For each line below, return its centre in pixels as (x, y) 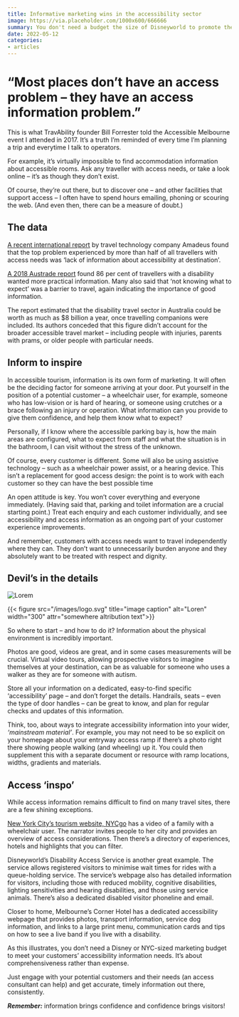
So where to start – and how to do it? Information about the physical (107, 631)
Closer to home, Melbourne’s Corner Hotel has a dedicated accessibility (113, 912)
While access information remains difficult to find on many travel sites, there (119, 802)
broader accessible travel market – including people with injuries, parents (115, 332)
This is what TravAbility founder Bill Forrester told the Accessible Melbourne (119, 132)
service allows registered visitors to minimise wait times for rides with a (112, 868)
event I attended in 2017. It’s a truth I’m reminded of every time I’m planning (117, 139)
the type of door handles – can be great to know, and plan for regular (108, 704)
